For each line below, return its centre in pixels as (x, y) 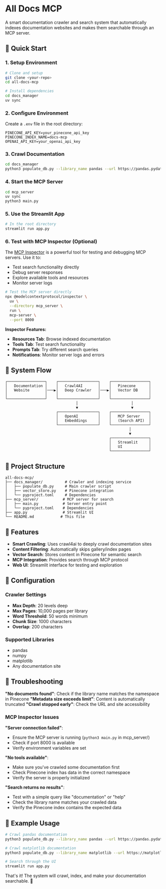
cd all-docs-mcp (22, 82)
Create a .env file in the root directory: (44, 124)
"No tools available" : (27, 758)
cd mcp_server (20, 192)
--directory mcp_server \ (36, 306)
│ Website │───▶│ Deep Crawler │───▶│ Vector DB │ (78, 390)
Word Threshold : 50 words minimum (50, 616)
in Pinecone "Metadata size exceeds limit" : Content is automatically (75, 699)
